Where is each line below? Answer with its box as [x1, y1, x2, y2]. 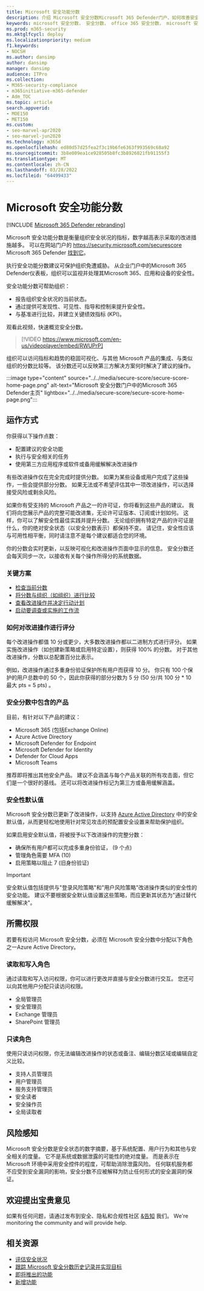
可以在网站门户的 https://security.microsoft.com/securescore [29, 241, 182, 248]
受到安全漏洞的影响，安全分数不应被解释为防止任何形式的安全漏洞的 [16, 1168, 187, 1176]
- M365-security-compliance [6, 83, 78, 89]
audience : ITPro [6, 71, 47, 77]
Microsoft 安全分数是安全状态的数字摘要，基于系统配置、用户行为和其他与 [6, 1145, 191, 1152]
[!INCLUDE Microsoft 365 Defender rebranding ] [6, 221, 126, 228]
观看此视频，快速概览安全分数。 [6, 323, 86, 330]
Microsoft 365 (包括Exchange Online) [15, 726, 109, 733]
